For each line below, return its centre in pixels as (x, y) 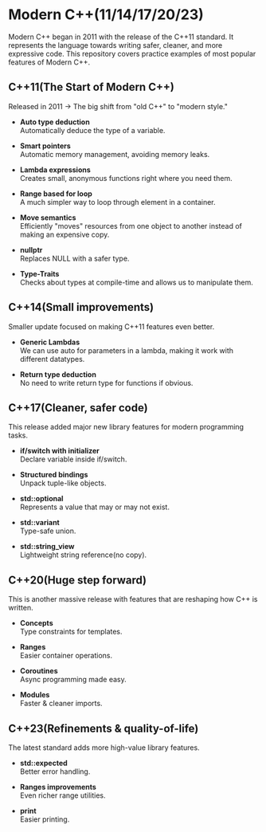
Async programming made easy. (73, 680)
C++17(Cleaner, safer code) (78, 408)
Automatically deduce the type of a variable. (92, 130)
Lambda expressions (55, 170)
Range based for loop (56, 194)
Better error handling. (55, 771)
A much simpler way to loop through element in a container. (118, 202)
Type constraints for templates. (71, 632)
